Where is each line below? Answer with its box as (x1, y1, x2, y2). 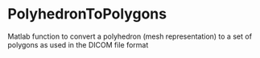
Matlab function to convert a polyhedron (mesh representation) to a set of (7, 31, 253, 41)
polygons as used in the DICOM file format (7, 39, 149, 49)
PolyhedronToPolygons (7, 5, 167, 23)
